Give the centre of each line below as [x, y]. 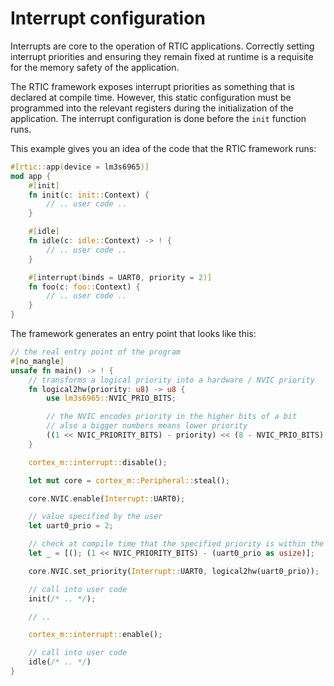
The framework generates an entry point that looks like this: [133, 334]
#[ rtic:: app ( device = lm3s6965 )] [80, 167]
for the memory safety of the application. [95, 67]
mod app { [31, 176]
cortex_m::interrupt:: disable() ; [98, 462]
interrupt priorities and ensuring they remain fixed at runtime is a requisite [162, 56]
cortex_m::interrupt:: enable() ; [95, 635]
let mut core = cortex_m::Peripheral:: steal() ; [129, 480]
